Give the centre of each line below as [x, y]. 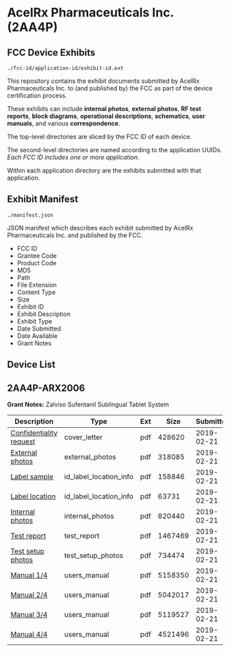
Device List [31, 365]
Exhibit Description [43, 314]
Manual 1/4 [29, 575]
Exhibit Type [35, 321]
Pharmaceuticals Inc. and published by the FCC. [75, 235]
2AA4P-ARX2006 [46, 388]
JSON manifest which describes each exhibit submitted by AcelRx [100, 228]
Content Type [36, 292]
